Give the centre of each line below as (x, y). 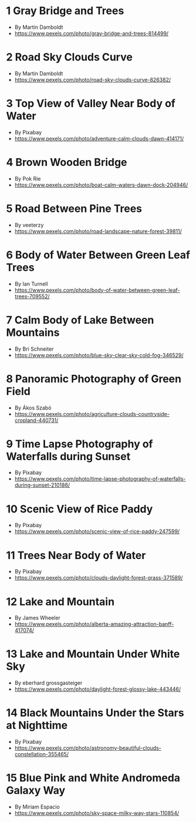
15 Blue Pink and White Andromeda (93, 778)
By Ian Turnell (31, 284)
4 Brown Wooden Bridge (67, 162)
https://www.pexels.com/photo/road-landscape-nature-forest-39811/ (98, 231)
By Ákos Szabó (33, 408)
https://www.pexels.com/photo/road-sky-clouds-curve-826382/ (93, 79)
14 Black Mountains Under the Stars (95, 713)
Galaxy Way (36, 791)
